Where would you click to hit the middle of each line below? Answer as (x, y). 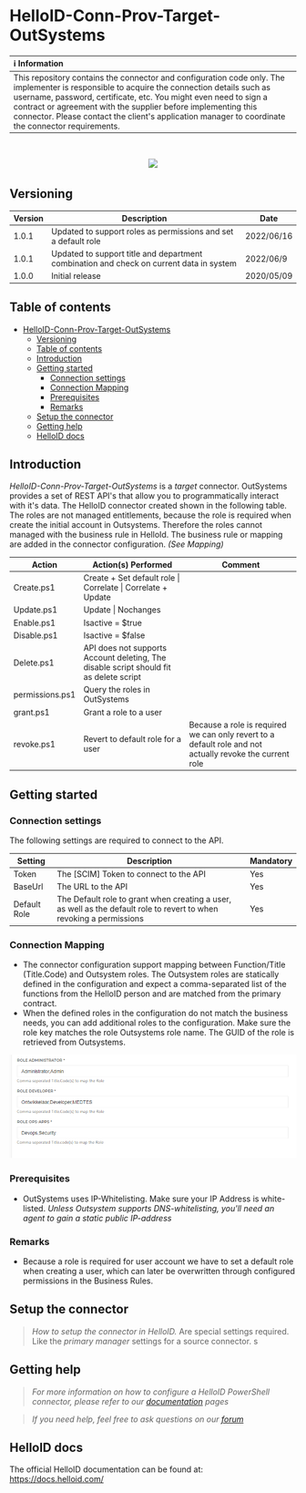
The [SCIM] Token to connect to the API (132, 874)
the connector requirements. (66, 126)
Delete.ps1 (34, 663)
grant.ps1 (31, 712)
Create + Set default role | (132, 578)
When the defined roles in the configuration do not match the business (155, 1014)
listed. (34, 1208)
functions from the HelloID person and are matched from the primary (152, 994)
